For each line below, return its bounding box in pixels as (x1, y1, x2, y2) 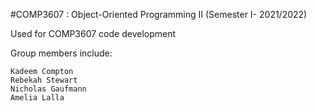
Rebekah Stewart (10, 75, 78, 85)
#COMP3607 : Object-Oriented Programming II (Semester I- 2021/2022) (10, 9, 308, 20)
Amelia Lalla (10, 93, 65, 103)
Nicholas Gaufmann (10, 84, 87, 94)
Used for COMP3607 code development (10, 28, 177, 39)
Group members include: (10, 47, 113, 59)
